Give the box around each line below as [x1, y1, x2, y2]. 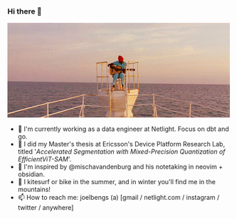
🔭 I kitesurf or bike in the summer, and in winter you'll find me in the [17, 178, 216, 186]
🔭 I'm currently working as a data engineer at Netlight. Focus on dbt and [17, 124, 229, 134]
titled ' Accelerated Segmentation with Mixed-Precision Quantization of [17, 147, 226, 156]
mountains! [17, 185, 51, 194]
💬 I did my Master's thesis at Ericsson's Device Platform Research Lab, [17, 140, 226, 149]
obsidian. [17, 170, 45, 178]
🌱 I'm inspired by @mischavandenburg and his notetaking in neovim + [17, 163, 223, 171]
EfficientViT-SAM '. [17, 155, 72, 164]
